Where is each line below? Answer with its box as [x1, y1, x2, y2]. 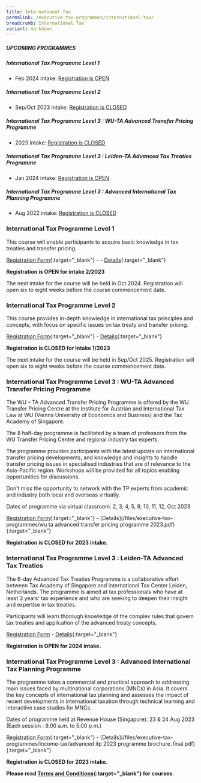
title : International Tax [6, 8, 71, 15]
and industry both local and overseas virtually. [6, 491, 121, 498]
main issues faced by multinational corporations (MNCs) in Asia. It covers [6, 684, 188, 692]
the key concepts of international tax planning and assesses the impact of [6, 691, 189, 698]
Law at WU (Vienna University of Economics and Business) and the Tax [6, 412, 183, 419]
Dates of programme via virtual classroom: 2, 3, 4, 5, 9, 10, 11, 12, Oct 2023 [6, 503, 191, 510]
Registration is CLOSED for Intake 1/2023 [6, 344, 110, 352]
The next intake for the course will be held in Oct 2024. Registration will [6, 279, 183, 286]
